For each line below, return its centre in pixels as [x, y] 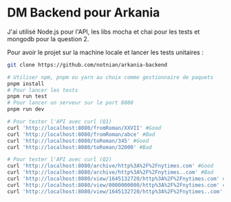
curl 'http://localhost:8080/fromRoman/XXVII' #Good [84, 128]
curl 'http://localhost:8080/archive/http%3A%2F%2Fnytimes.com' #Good [110, 166]
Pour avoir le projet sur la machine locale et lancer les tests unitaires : [106, 52]
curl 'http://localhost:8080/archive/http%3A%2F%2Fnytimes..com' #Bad [110, 172]
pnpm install [26, 84]
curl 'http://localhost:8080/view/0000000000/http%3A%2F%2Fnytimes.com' [113, 185]
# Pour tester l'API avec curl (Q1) [59, 122]
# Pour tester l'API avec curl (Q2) [59, 159]
